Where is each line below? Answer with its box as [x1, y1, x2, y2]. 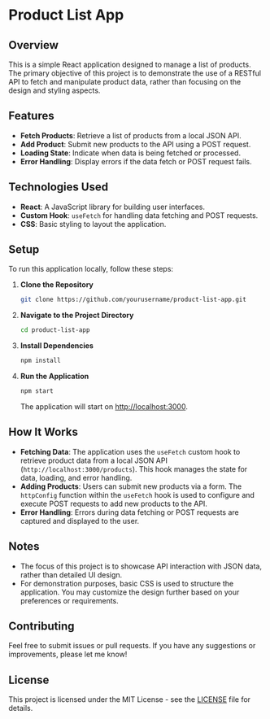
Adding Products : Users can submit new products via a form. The [20, 482, 242, 491]
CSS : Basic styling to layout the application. [20, 219, 167, 229]
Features [8, 109, 54, 123]
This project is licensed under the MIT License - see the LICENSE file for [8, 695, 250, 704]
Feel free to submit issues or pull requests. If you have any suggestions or [8, 641, 256, 651]
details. [8, 704, 33, 713]
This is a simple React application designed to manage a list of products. [8, 59, 251, 69]
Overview [8, 38, 59, 52]
